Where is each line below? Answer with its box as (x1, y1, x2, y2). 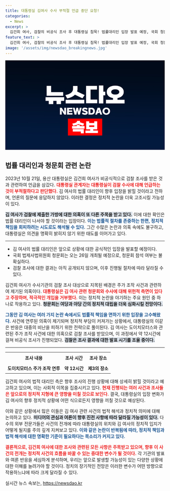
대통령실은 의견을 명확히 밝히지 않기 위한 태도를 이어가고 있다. (5, 231, 127, 237)
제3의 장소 (88, 365, 109, 371)
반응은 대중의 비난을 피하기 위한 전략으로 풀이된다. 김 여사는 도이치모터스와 (10, 324, 158, 331)
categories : (5, 13, 30, 19)
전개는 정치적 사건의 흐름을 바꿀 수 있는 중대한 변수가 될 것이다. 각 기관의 (14, 450, 156, 456)
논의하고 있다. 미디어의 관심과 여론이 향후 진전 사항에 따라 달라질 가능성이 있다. (5, 414, 159, 420)
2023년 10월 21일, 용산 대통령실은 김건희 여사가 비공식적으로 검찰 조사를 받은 (5, 175, 158, 182)
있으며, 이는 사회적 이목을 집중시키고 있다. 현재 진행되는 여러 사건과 (18, 384, 150, 390)
